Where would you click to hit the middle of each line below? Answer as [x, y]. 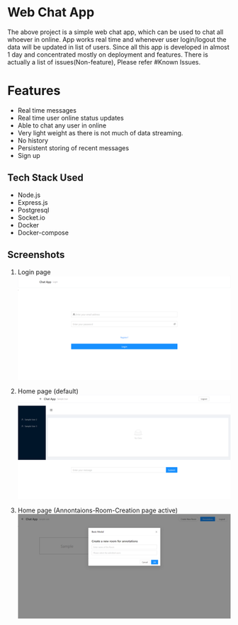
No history [33, 140]
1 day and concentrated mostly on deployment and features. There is [108, 55]
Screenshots [36, 255]
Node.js [29, 195]
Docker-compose [43, 232]
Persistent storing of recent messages [73, 148]
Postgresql [33, 210]
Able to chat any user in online [62, 125]
